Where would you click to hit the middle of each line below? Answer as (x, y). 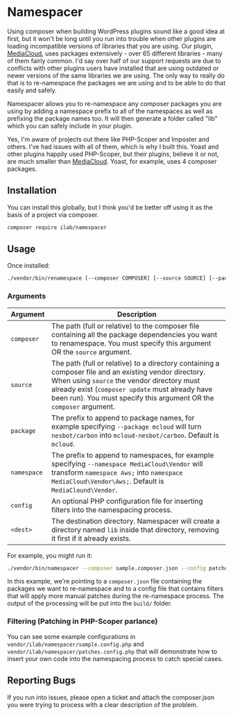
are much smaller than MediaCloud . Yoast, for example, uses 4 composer (112, 161)
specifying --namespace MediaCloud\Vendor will (127, 463)
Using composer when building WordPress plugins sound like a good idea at (116, 31)
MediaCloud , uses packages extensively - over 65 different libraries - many (115, 53)
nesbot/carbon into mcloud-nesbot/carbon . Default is (136, 435)
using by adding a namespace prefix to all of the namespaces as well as (110, 111)
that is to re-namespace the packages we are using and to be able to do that (116, 83)
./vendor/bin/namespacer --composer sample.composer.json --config (107, 568)
